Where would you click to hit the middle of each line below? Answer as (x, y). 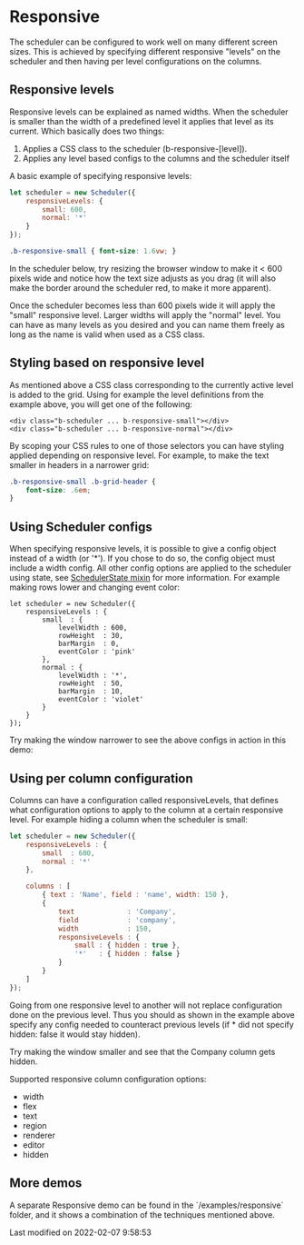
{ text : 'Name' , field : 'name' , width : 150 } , (136, 895)
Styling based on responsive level (107, 363)
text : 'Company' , (117, 911)
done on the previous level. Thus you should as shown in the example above (152, 1014)
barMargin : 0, (88, 644)
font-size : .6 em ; (59, 490)
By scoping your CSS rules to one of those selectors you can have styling (147, 445)
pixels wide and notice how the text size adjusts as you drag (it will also (143, 278)
